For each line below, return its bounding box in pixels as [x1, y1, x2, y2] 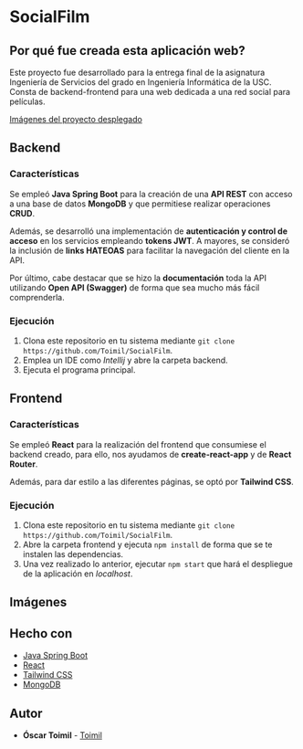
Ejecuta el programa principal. [22, 364, 136, 375]
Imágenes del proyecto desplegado [9, 114, 143, 124]
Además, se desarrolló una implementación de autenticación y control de [9, 226, 287, 237]
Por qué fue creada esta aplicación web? [9, 43, 246, 58]
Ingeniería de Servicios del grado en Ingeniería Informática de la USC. [9, 77, 272, 88]
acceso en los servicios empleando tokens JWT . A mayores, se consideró [9, 235, 290, 246]
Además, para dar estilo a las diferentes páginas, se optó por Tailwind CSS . [9, 476, 294, 487]
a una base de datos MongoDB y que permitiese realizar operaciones [9, 198, 271, 209]
